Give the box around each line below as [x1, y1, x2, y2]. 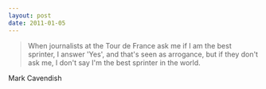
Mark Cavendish [8, 73, 62, 83]
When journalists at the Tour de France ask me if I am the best [27, 41, 233, 50]
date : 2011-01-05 [8, 19, 66, 27]
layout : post [8, 11, 52, 20]
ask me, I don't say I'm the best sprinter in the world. [27, 57, 201, 68]
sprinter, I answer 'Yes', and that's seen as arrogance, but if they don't [27, 49, 259, 59]
